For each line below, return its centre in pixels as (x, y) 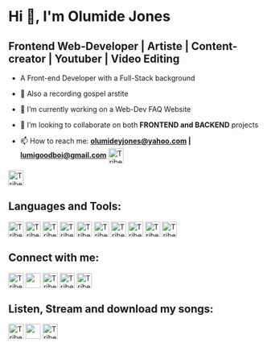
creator (27, 58)
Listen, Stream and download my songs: (111, 309)
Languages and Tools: (65, 207)
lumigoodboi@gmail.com (63, 155)
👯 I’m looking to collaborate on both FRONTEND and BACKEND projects (139, 125)
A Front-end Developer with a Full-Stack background (107, 78)
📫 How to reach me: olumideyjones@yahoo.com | (105, 141)
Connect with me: (54, 258)
